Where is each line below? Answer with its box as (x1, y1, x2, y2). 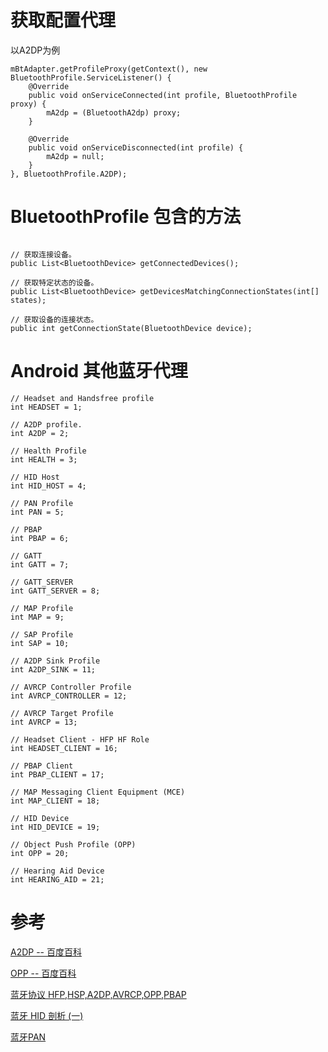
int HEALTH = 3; (10, 454, 78, 465)
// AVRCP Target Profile (10, 708, 114, 718)
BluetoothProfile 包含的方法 (10, 206, 242, 228)
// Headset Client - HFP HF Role (10, 734, 150, 745)
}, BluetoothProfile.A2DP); (10, 169, 128, 179)
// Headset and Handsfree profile (10, 393, 155, 403)
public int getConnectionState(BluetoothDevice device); (10, 323, 253, 333)
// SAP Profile (10, 629, 74, 640)
